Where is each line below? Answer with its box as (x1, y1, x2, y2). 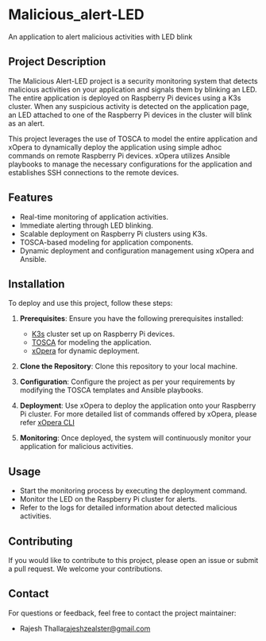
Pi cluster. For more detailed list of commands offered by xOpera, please (19, 409, 257, 419)
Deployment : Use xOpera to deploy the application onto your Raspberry (19, 401, 256, 411)
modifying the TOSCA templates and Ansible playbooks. (19, 385, 204, 395)
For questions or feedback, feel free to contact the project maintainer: (8, 608, 237, 618)
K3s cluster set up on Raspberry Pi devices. (31, 329, 175, 339)
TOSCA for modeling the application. (31, 338, 152, 347)
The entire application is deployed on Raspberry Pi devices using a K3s (8, 93, 241, 103)
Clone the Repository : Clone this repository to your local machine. (19, 362, 238, 371)
